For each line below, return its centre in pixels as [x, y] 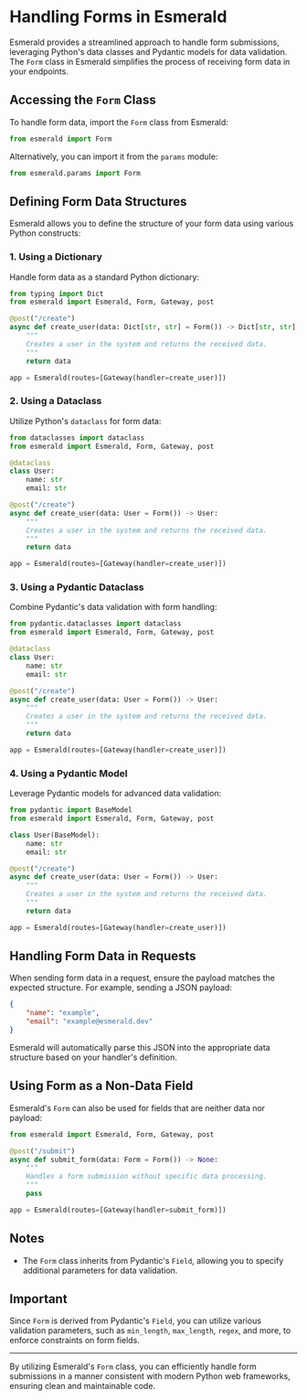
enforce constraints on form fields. [74, 1341]
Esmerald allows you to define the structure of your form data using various [152, 224]
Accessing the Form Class [83, 100]
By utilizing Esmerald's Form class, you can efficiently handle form [133, 1367]
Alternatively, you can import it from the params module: [114, 156]
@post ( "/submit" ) [42, 1151]
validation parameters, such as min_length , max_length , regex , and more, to [150, 1331]
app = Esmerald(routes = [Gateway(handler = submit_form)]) [118, 1210]
